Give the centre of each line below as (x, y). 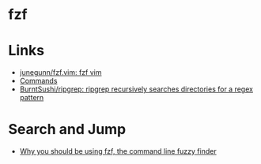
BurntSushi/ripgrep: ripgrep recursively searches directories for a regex (136, 89)
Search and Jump (67, 130)
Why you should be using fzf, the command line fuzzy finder (118, 151)
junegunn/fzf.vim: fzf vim (61, 73)
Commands (38, 81)
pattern (32, 98)
